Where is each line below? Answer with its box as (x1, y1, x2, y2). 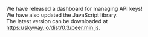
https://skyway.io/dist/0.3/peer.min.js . (6, 24, 101, 31)
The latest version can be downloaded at (6, 18, 108, 24)
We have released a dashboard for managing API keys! (6, 5, 143, 12)
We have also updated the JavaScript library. (6, 11, 118, 18)
